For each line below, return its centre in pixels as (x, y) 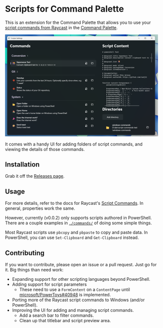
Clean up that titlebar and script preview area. (65, 321)
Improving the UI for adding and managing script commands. (73, 310)
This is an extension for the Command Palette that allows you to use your (78, 22)
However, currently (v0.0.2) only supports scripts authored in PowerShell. (78, 218)
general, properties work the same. (40, 208)
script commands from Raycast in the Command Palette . (61, 27)
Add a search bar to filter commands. (57, 315)
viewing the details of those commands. (45, 149)
